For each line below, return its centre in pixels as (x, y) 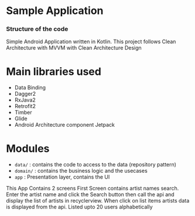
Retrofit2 (25, 106)
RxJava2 (25, 100)
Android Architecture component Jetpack (65, 125)
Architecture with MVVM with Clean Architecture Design (74, 48)
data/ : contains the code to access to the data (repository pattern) (95, 165)
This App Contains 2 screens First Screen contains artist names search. (93, 189)
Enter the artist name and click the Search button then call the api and (90, 194)
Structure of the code (37, 29)
